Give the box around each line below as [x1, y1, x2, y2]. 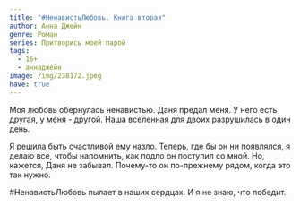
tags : [9, 47, 30, 56]
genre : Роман [9, 30, 58, 39]
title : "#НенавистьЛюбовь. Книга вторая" [9, 13, 167, 22]
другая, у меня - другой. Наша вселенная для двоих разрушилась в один [9, 114, 291, 124]
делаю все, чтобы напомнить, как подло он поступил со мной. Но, [9, 150, 265, 161]
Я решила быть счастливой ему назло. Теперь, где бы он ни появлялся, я [9, 141, 291, 151]
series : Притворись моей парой [9, 38, 126, 47]
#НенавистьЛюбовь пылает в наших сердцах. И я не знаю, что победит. [9, 186, 287, 197]
